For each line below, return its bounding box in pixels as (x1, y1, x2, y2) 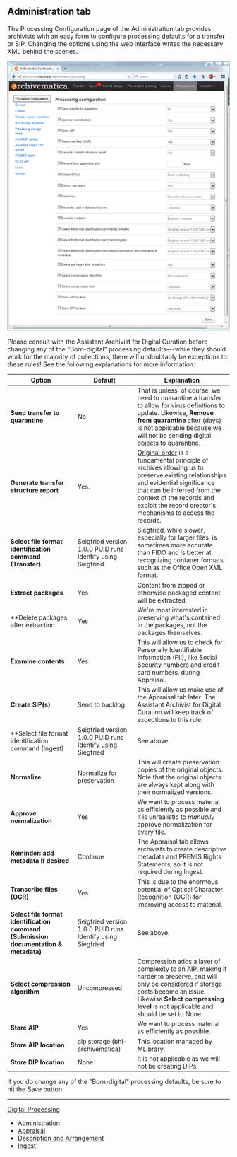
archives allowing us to (137, 463, 204, 472)
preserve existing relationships (137, 471, 227, 479)
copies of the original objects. (137, 765, 224, 774)
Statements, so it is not (137, 860, 203, 868)
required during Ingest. (137, 868, 204, 876)
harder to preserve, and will (137, 972, 217, 981)
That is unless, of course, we (137, 385, 221, 395)
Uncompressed (77, 983, 122, 992)
